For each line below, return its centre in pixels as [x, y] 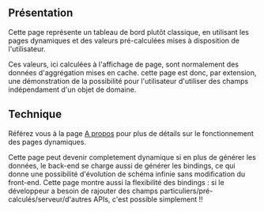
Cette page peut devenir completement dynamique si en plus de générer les [132, 157]
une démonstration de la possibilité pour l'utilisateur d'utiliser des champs [128, 81]
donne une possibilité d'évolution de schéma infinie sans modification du [127, 174]
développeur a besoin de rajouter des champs [83, 191]
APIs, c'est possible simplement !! [148, 199]
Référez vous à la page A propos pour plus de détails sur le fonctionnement [131, 133]
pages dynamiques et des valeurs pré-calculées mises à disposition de [124, 40]
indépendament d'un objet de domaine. [72, 89]
